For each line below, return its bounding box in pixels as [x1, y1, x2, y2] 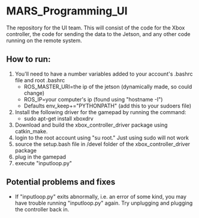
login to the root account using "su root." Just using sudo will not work [14, 134, 189, 141]
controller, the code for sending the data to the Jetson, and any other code [6, 30, 191, 37]
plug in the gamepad [14, 153, 67, 160]
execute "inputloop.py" [14, 159, 73, 166]
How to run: [6, 54, 51, 64]
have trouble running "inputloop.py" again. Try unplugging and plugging [14, 199, 193, 207]
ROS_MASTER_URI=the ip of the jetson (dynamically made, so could [23, 83, 192, 90]
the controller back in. [14, 205, 70, 213]
